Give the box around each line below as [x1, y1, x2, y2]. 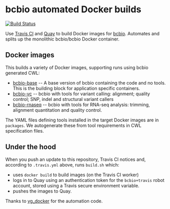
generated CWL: [5, 70, 40, 76]
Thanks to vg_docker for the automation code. [5, 198, 103, 204]
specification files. [5, 128, 45, 134]
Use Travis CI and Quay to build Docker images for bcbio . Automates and [5, 30, 160, 36]
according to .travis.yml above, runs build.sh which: [5, 161, 119, 168]
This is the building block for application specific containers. [12, 85, 140, 91]
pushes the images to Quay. [12, 188, 72, 194]
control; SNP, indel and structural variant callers [12, 96, 114, 102]
